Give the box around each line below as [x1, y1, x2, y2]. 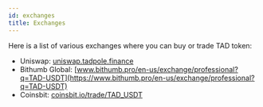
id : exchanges [8, 11, 56, 20]
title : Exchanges [8, 19, 66, 27]
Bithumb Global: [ [19, 64, 77, 74]
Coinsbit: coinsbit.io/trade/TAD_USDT [19, 90, 143, 99]
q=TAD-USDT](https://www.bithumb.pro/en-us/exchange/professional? [19, 73, 255, 82]
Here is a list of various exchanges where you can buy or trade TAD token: [8, 40, 253, 50]
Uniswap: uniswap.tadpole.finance [19, 56, 134, 66]
